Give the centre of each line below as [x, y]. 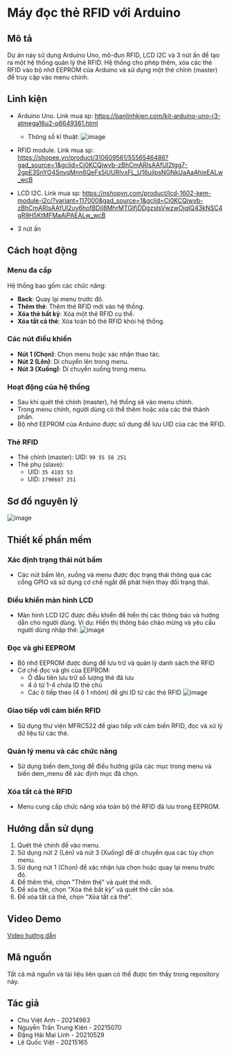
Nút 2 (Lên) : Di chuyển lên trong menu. [73, 361]
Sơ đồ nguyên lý [43, 501]
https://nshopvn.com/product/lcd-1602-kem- [146, 193]
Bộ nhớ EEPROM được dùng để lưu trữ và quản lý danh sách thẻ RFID [116, 663]
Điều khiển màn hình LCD [50, 600]
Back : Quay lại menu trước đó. [60, 299]
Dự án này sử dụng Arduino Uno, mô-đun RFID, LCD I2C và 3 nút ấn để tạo [114, 55]
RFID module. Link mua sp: [55, 150]
